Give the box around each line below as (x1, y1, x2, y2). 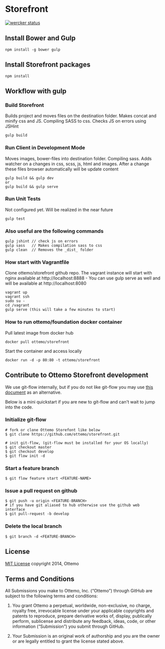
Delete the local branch (5, 523, 62, 530)
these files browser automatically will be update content (5, 166, 119, 172)
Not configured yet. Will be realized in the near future (5, 206, 113, 212)
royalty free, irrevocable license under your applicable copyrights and (12, 608, 154, 614)
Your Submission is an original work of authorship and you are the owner (12, 633, 160, 639)
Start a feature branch (5, 465, 59, 472)
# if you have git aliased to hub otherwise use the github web (5, 503, 140, 508)
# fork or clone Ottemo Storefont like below (5, 427, 100, 432)
